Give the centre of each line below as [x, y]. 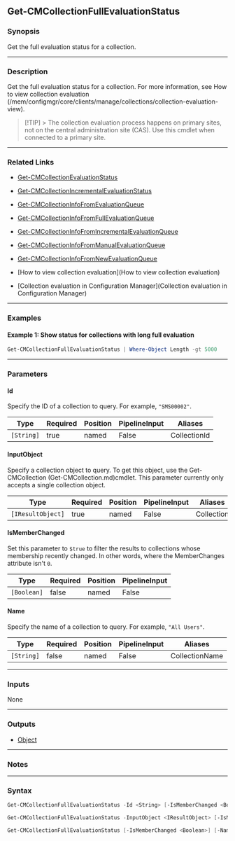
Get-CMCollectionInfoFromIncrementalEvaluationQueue [98, 232]
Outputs [22, 724]
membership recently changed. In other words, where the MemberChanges [116, 555]
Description [28, 71]
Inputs [19, 684]
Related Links [31, 162]
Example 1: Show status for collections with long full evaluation [101, 335]
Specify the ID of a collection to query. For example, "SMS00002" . [100, 406]
